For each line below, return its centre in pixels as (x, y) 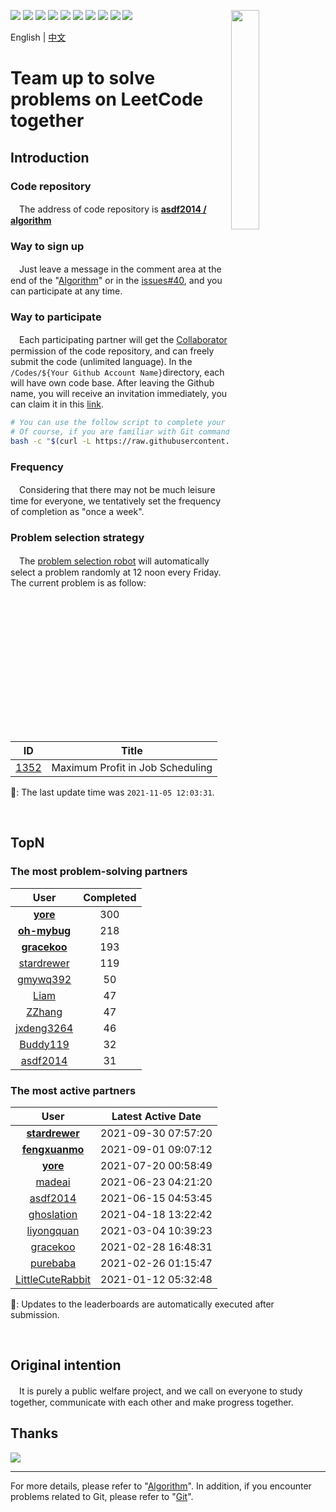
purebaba (53, 1263)
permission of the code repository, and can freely (112, 351)
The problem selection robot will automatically (114, 561)
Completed (110, 897)
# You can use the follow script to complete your (118, 423)
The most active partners (73, 1090)
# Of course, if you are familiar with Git (102, 432)
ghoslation (53, 1214)
